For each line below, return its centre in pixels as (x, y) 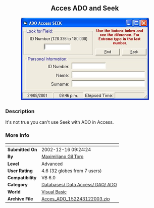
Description (20, 111)
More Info (17, 135)
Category (17, 185)
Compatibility (22, 178)
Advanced (52, 164)
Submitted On (22, 150)
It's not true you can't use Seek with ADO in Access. (60, 122)
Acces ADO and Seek (85, 8)
